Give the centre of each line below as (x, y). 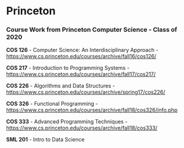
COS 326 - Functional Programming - (52, 104)
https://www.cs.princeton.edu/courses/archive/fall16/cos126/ (81, 56)
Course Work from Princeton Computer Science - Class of (92, 30)
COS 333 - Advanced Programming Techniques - (67, 122)
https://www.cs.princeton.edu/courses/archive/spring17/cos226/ (86, 92)
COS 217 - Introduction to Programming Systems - (68, 68)
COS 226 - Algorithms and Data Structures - (60, 86)
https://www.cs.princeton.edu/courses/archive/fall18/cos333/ (82, 128)
